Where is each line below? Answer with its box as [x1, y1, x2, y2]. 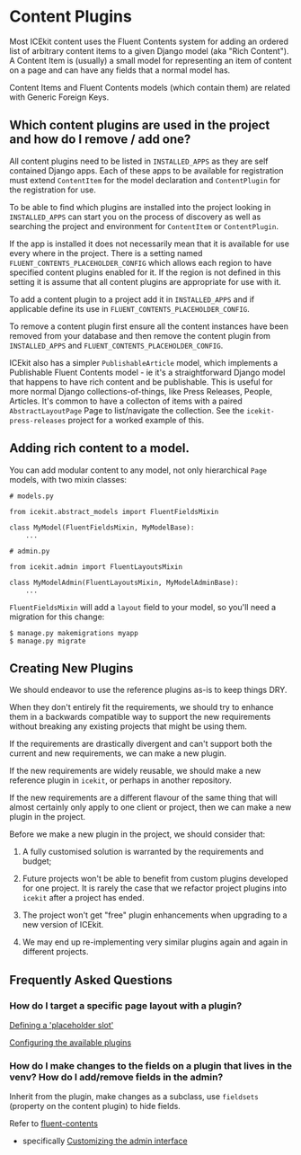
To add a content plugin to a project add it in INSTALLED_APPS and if [9, 294, 254, 305]
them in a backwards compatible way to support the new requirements [9, 712, 271, 723]
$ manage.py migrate [9, 636, 87, 645]
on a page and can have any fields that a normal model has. [9, 65, 231, 76]
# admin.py [9, 546, 50, 555]
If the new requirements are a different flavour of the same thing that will [9, 793, 278, 804]
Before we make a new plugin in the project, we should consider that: [9, 829, 266, 840]
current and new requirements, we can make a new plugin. [9, 748, 227, 759]
